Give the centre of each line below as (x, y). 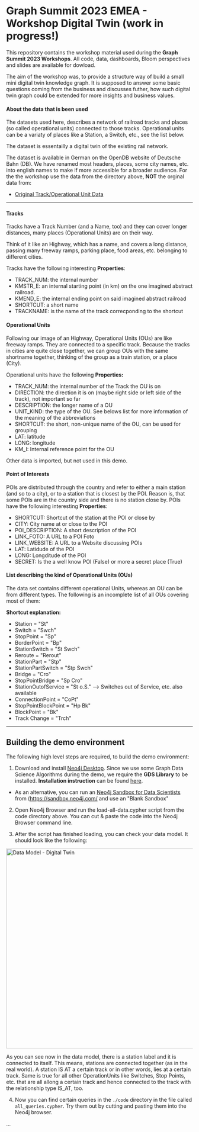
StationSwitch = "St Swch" (47, 649)
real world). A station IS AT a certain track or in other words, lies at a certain (99, 1069)
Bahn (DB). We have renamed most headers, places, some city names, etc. (97, 164)
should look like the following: (51, 840)
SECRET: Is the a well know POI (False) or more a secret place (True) (98, 561)
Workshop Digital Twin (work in (85, 23)
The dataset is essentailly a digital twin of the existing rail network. (87, 146)
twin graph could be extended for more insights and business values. (91, 95)
